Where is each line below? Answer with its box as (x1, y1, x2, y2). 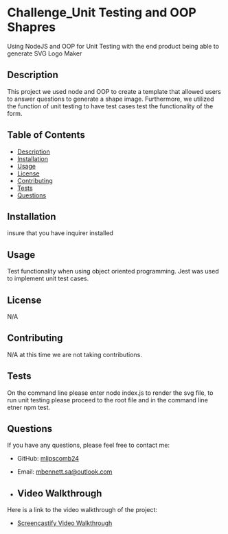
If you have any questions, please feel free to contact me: (7, 441, 170, 450)
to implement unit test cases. (7, 274, 89, 282)
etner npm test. (7, 403, 51, 411)
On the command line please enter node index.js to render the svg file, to (7, 389, 214, 397)
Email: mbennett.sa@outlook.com (16, 468, 113, 476)
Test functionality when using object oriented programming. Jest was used (7, 267, 219, 276)
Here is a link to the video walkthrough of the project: (7, 506, 158, 514)
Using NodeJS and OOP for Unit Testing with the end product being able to (7, 42, 220, 50)
